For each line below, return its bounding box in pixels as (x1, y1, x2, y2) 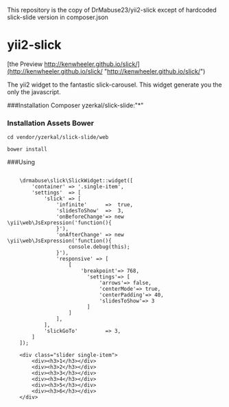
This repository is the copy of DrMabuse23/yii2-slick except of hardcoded (7, 6, 217, 14)
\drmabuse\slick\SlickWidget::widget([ (19, 177, 134, 184)
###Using (7, 158, 36, 166)
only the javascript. (7, 87, 61, 96)
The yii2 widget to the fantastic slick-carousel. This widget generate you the (7, 80, 222, 89)
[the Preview (7, 60, 43, 68)
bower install (7, 146, 48, 153)
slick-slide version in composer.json (7, 13, 108, 21)
